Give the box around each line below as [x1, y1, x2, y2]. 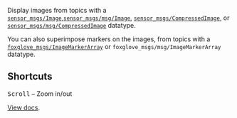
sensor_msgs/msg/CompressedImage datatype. [7, 21, 137, 29]
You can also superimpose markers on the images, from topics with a [7, 35, 211, 43]
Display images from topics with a [7, 6, 107, 14]
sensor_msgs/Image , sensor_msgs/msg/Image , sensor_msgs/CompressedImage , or [7, 14, 230, 22]
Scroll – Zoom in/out [7, 89, 73, 98]
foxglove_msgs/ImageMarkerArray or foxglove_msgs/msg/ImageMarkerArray [7, 43, 221, 50]
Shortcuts [7, 70, 53, 82]
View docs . [7, 103, 41, 112]
